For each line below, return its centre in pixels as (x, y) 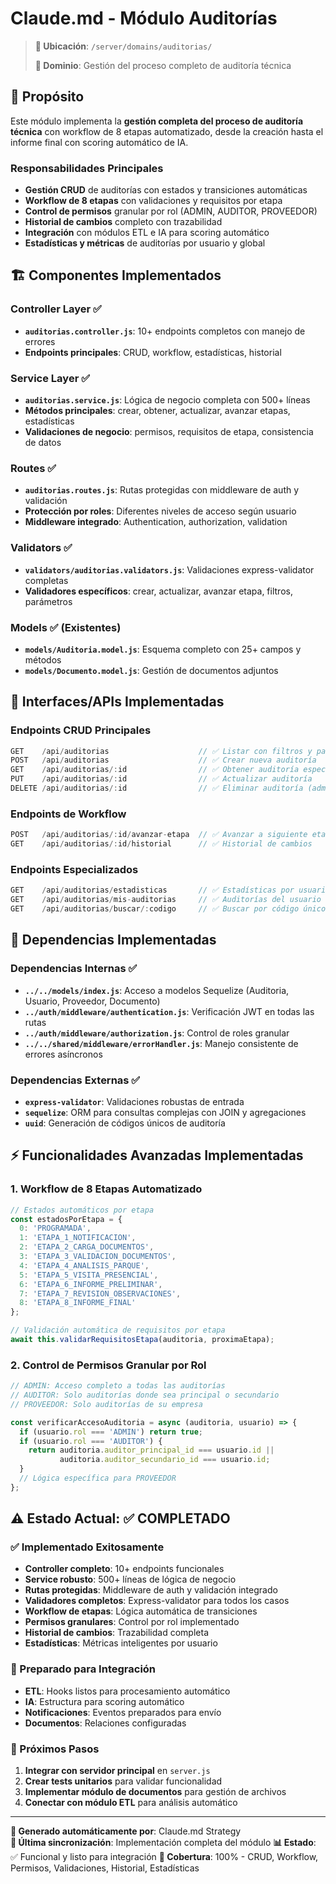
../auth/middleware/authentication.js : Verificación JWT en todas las (169, 1011)
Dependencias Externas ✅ (75, 1080)
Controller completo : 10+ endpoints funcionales (124, 1569)
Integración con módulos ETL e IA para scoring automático (147, 233)
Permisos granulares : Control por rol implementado (132, 1622)
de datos (43, 443)
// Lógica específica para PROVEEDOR (98, 1478)
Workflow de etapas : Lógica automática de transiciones (141, 1611)
